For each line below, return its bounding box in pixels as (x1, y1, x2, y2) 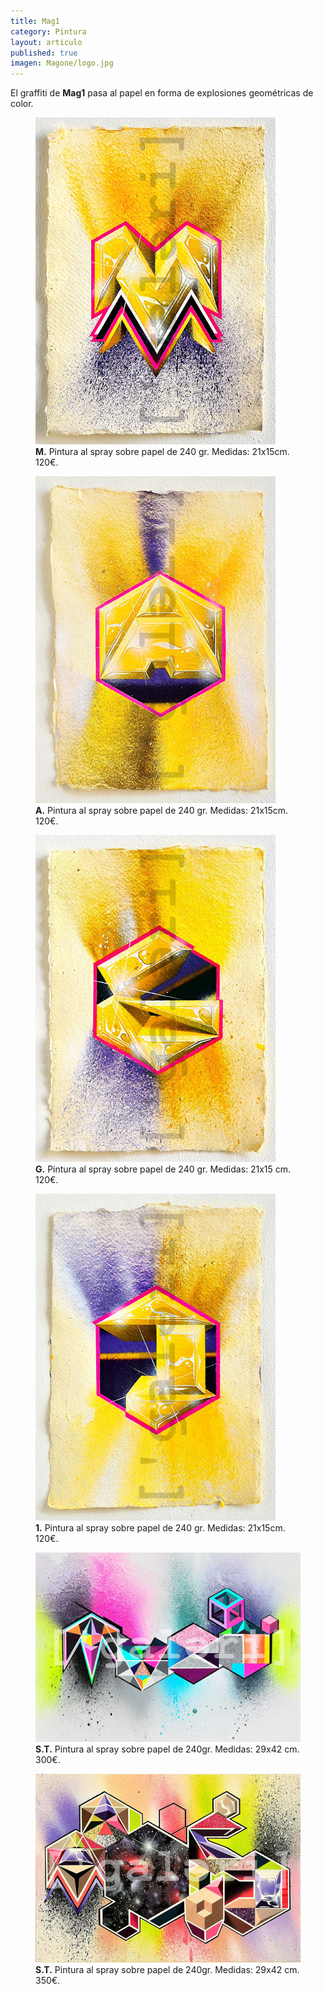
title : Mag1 (10, 16, 60, 26)
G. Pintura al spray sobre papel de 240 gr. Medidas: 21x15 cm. (35, 1163, 292, 1175)
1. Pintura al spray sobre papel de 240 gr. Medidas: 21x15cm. (35, 1522, 286, 1534)
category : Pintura (10, 26, 87, 37)
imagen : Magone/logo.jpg (10, 58, 114, 69)
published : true (10, 48, 78, 58)
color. (10, 98, 34, 110)
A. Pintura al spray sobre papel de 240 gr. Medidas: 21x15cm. (35, 805, 289, 817)
